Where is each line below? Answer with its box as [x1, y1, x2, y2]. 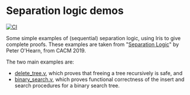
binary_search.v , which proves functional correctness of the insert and [14, 76, 185, 83]
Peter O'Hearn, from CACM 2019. [6, 47, 87, 54]
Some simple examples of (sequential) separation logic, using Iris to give [6, 34, 181, 41]
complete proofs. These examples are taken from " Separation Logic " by [6, 41, 179, 48]
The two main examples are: [6, 58, 74, 65]
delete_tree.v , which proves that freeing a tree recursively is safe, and [14, 69, 183, 76]
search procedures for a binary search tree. [14, 82, 120, 89]
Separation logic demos [6, 4, 124, 17]
